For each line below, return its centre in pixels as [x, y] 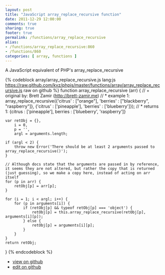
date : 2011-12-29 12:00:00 [33, 19]
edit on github [27, 267]
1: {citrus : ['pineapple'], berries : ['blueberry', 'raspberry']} [66, 112]
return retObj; [21, 243]
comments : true [21, 24]
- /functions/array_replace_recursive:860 [50, 47]
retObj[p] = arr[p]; [35, 186]
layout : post [19, 10]
